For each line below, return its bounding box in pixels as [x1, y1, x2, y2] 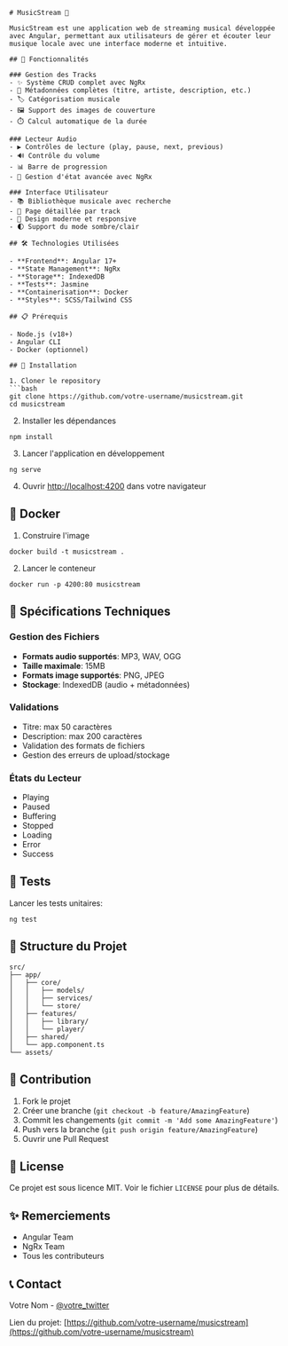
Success [21, 848, 54, 860]
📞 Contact [9, 1276, 62, 1291]
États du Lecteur [9, 772, 82, 784]
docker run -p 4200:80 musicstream [9, 579, 141, 589]
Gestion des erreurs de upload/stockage [21, 750, 170, 760]
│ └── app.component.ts [9, 1040, 105, 1049]
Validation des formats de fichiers [21, 740, 145, 751]
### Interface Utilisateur [9, 188, 109, 197]
